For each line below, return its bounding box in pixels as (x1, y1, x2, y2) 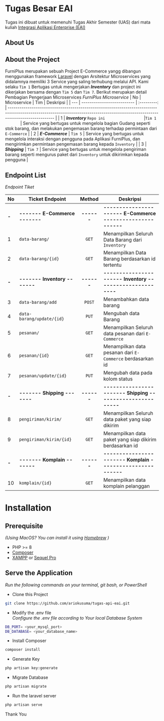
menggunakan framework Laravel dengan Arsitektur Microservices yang (5, 74, 151, 79)
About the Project (5, 55, 60, 64)
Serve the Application (5, 569, 73, 577)
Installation (5, 502, 52, 514)
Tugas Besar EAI (5, 3, 73, 14)
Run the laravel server (12, 693, 57, 699)
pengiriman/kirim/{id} (19, 437, 72, 442)
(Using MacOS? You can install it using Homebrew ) (5, 535, 109, 541)
